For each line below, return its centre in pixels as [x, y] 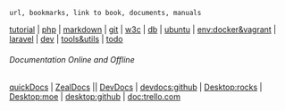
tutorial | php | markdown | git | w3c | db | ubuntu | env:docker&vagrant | [143, 30]
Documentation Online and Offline [72, 59]
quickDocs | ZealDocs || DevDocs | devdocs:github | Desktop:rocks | [136, 87]
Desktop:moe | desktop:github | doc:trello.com [95, 97]
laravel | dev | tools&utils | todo [66, 39]
